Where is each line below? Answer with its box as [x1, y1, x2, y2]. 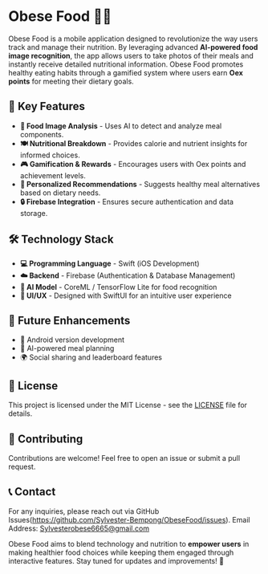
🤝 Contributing [8, 432, 83, 446]
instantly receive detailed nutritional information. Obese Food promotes [8, 59, 244, 69]
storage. [19, 208, 48, 218]
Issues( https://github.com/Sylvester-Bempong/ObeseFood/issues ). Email [8, 515, 250, 524]
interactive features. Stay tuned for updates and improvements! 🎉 [8, 556, 225, 565]
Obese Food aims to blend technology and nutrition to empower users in [8, 539, 250, 548]
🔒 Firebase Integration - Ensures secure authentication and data [19, 197, 234, 206]
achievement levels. [19, 170, 87, 180]
